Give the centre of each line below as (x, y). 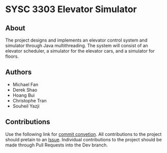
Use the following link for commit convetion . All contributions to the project (83, 134)
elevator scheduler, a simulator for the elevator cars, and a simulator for (80, 51)
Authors (19, 72)
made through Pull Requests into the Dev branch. (57, 145)
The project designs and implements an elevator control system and (76, 40)
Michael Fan (25, 84)
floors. (12, 56)
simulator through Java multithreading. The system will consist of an (77, 46)
